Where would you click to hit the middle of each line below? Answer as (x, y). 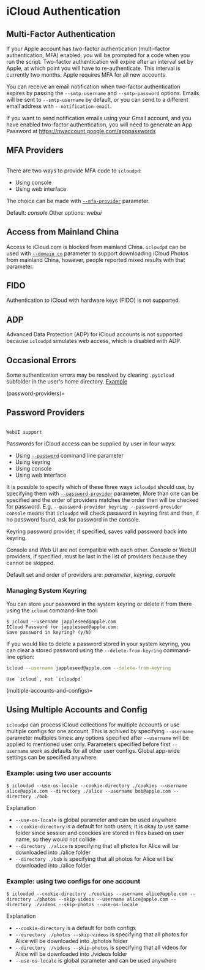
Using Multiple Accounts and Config (77, 710)
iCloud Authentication (64, 11)
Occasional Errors (41, 360)
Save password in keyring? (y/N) (49, 633)
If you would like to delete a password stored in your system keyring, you (99, 644)
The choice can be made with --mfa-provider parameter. (78, 201)
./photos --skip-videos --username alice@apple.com (101, 899)
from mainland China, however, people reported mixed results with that (96, 260)
